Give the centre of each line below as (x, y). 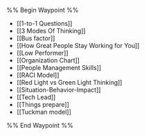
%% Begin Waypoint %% (43, 10)
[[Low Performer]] (42, 53)
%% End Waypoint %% (40, 125)
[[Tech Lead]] (36, 97)
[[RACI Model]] (38, 75)
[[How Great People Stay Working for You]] (78, 45)
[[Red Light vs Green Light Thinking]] (69, 82)
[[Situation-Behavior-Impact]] (58, 90)
